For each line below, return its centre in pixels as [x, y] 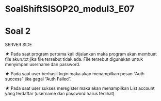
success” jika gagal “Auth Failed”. [38, 79]
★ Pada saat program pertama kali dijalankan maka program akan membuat [81, 54]
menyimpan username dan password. [43, 65]
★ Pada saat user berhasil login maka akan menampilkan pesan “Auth [75, 74]
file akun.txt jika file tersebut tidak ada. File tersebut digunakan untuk [74, 59]
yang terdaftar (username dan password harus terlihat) [60, 94]
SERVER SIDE [19, 45]
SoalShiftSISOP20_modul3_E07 [70, 9]
